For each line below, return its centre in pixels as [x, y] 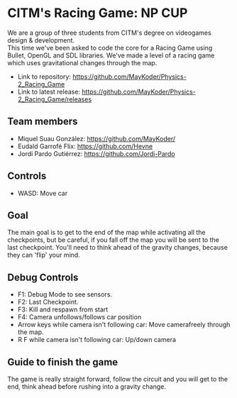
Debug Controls [43, 277]
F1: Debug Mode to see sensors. [65, 294]
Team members [43, 122]
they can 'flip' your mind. [44, 255]
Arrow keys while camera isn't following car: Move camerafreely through [124, 325]
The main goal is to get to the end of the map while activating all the [106, 233]
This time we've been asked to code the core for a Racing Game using [110, 48]
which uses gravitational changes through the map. [82, 62]
